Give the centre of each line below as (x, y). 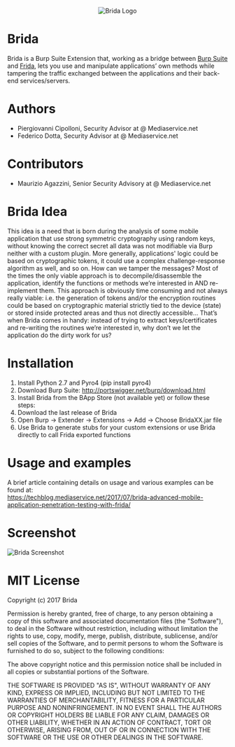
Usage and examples (69, 463)
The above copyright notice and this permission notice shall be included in (114, 664)
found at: (20, 490)
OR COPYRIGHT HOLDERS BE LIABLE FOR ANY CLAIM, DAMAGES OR (108, 715)
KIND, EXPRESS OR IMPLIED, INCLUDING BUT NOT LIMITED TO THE (106, 692)
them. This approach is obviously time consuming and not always (133, 290)
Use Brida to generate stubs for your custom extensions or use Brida (116, 427)
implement (23, 290)
